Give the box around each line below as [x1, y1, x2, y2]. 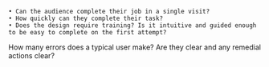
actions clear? [8, 51, 55, 60]
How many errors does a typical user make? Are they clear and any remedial [8, 42, 261, 52]
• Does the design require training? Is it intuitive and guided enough [8, 22, 257, 30]
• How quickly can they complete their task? [8, 14, 163, 22]
